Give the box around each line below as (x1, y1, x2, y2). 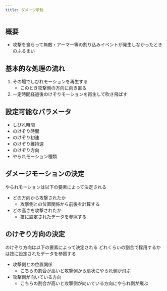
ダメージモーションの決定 (5, 170, 85, 178)
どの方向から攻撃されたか (12, 195, 66, 201)
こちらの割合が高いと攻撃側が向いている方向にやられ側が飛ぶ (20, 280, 149, 286)
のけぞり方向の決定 (5, 230, 65, 238)
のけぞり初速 (12, 134, 39, 140)
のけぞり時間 (12, 128, 39, 134)
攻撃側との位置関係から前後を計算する (20, 201, 100, 207)
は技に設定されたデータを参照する (5, 251, 76, 257)
